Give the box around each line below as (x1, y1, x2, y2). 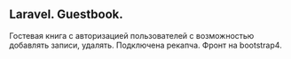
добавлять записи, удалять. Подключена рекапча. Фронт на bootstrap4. (9, 40, 282, 50)
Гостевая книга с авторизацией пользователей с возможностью (9, 30, 255, 41)
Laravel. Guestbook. (9, 7, 123, 22)
